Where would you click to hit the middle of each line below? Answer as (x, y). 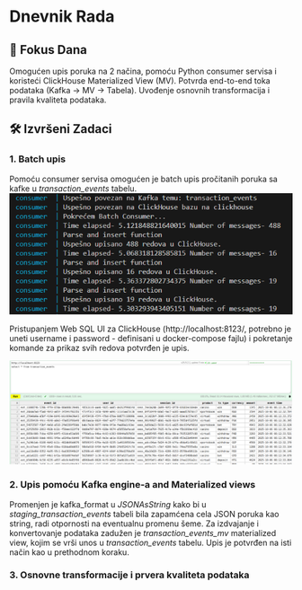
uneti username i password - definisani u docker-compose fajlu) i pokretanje (151, 338)
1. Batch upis (37, 159)
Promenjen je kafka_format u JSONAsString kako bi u (108, 504)
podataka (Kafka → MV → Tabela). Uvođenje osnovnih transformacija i (140, 90)
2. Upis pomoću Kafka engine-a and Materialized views (133, 485)
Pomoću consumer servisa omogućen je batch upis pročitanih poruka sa (144, 179)
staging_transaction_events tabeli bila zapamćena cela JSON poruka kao (144, 514)
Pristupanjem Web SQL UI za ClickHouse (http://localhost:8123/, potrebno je (151, 329)
